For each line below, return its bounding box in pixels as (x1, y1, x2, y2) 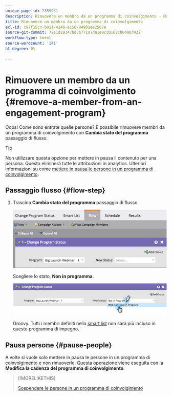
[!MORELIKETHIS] (17, 375, 56, 381)
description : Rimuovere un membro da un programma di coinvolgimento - (5, 13, 161, 19)
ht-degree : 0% (5, 46, 36, 51)
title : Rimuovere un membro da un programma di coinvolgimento (5, 19, 143, 24)
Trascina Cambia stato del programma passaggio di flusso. (12, 200, 139, 206)
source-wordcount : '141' (5, 41, 58, 46)
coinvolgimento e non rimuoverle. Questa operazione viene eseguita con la (5, 360, 164, 366)
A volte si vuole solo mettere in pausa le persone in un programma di (5, 354, 150, 360)
